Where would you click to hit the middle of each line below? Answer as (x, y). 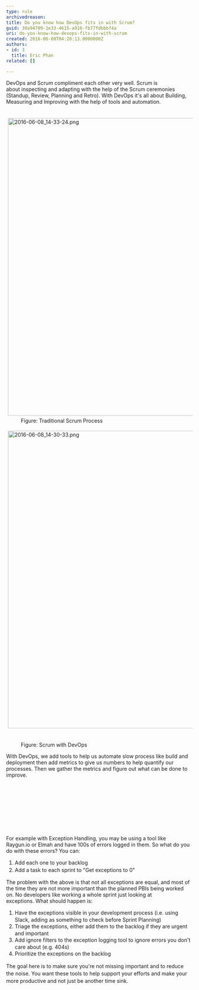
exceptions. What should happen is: (49, 901)
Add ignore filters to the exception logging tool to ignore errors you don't (102, 940)
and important (31, 933)
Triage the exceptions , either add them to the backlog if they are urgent (101, 926)
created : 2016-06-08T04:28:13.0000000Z (55, 39)
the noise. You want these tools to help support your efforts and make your (97, 973)
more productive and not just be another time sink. (67, 981)
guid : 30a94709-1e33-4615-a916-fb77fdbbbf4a (61, 28)
